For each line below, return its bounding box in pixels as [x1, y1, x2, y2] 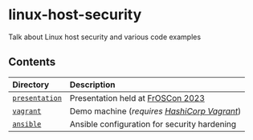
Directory [12, 78, 50, 90]
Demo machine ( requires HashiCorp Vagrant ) [69, 106, 242, 117]
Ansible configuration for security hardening [69, 118, 237, 130]
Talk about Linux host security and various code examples [8, 32, 202, 42]
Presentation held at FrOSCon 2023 [69, 92, 205, 103]
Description [69, 78, 116, 90]
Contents [8, 55, 56, 69]
